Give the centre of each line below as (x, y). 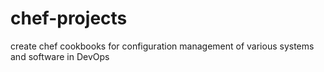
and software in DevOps (60, 56)
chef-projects (69, 18)
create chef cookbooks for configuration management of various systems (162, 46)
